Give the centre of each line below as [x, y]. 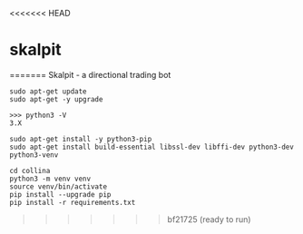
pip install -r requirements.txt [73, 202]
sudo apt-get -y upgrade [56, 99]
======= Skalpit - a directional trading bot [90, 74]
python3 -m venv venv [50, 179]
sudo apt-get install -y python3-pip [81, 139]
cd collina [30, 171]
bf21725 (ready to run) [209, 219]
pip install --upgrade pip [60, 194]
